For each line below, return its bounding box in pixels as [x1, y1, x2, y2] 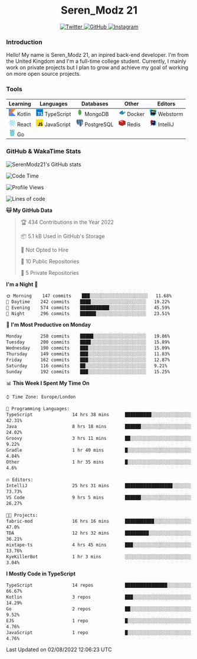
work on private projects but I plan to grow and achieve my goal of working [6, 64, 189, 71]
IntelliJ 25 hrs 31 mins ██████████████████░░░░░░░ [6, 483, 192, 488]
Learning [8, 100, 31, 107]
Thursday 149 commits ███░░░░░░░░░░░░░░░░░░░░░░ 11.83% [6, 351, 170, 357]
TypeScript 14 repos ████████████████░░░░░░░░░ [6, 582, 192, 588]
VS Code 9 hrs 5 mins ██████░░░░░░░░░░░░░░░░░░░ [6, 494, 192, 500]
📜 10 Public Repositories [20, 258, 80, 265]
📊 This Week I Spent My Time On [6, 380, 90, 387]
